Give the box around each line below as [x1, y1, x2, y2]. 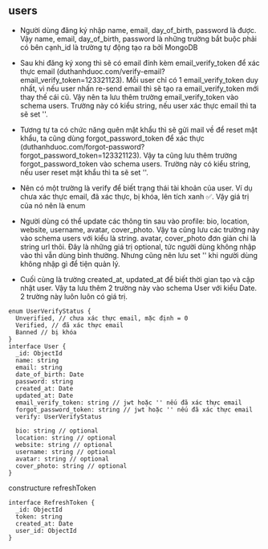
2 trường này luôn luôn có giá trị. [19, 291, 128, 301]
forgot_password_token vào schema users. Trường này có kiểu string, [19, 158, 251, 169]
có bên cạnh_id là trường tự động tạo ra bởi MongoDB [19, 42, 198, 52]
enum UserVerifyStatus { [8, 307, 91, 315]
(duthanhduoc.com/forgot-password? [19, 141, 145, 151]
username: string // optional [15, 448, 116, 456]
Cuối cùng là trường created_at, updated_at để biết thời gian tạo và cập [19, 274, 255, 284]
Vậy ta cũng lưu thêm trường [143, 150, 238, 160]
